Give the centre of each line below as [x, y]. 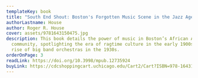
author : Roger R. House [35, 28]
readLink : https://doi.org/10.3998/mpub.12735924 [68, 60]
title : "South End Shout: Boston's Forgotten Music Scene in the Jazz [95, 17]
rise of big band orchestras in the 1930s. [65, 50]
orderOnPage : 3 [25, 55]
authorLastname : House [34, 22]
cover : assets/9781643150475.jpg [47, 33]
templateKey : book [29, 11]
